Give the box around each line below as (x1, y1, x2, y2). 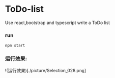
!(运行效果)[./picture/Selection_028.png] (5, 67, 86, 73)
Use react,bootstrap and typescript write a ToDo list (5, 20, 110, 26)
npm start (5, 43, 26, 48)
